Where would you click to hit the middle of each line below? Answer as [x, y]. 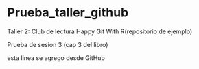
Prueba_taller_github [68, 13]
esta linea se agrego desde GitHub [56, 58]
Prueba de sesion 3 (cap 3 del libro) [58, 44]
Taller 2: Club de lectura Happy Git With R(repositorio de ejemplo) [100, 31]
